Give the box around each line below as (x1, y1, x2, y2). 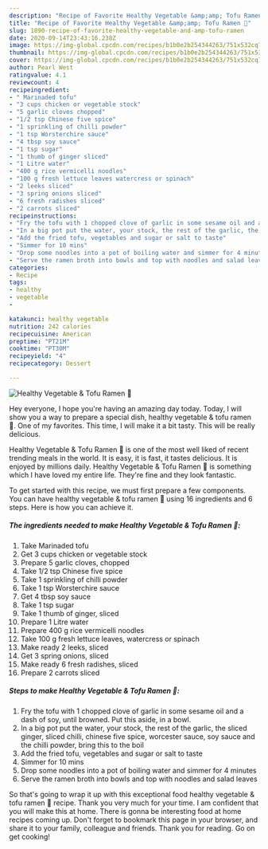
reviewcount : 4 (9, 78, 60, 86)
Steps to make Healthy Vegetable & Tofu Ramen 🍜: (9, 686, 180, 696)
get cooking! (9, 831, 51, 841)
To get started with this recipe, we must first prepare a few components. (9, 485, 246, 495)
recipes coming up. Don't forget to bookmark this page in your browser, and (9, 815, 258, 824)
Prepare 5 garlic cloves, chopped (20, 557, 130, 567)
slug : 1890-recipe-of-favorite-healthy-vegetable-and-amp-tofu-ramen (9, 26, 245, 34)
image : (9, 41, 31, 49)
